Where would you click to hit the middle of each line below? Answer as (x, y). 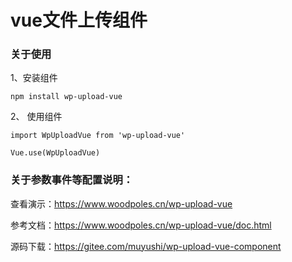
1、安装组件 (34, 78)
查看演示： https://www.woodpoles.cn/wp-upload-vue (121, 203)
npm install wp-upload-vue (66, 97)
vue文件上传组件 (79, 20)
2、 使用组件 (36, 117)
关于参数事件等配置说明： (72, 180)
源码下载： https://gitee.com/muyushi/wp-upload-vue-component (146, 246)
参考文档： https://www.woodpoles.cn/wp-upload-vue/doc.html (141, 225)
